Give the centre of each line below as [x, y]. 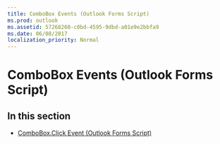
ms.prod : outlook [33, 20]
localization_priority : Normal [53, 40]
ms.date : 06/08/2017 [38, 34]
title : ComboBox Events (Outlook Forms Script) [79, 14]
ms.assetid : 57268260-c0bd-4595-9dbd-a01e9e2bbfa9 [83, 27]
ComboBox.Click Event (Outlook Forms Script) [85, 133]
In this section [39, 116]
